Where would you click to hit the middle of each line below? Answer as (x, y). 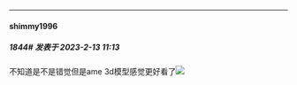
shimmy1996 (34, 26)
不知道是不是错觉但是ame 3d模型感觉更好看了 (93, 71)
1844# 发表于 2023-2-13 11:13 (65, 47)
